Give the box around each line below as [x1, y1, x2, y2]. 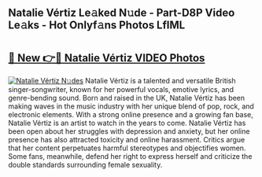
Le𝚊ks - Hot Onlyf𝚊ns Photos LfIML [8, 19, 186, 32]
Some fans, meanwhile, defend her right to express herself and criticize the [8, 152, 253, 160]
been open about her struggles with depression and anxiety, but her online [8, 127, 250, 136]
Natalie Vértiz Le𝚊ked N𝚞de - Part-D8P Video [8, 6, 235, 20]
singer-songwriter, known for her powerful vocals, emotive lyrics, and [8, 85, 234, 94]
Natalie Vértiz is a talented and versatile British [85, 76, 236, 85]
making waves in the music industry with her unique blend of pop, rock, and [8, 101, 254, 111]
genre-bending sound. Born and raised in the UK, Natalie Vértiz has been [8, 94, 245, 102]
